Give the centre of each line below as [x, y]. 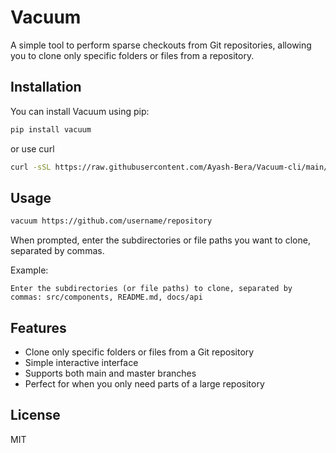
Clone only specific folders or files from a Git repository [139, 352]
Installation [46, 87]
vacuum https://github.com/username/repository [111, 221]
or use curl [32, 148]
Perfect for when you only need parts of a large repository [144, 384]
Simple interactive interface [81, 362]
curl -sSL [31, 167]
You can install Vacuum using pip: [80, 111]
